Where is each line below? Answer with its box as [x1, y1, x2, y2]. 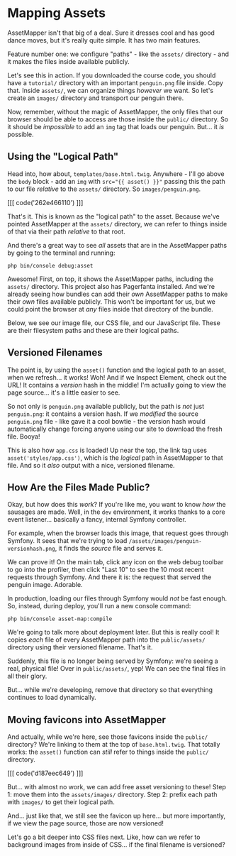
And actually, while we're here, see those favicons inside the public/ [7, 732, 208, 741]
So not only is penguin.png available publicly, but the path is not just [7, 402, 205, 410]
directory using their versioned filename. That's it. [7, 643, 153, 652]
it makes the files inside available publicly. [7, 57, 130, 65]
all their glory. [7, 672, 47, 681]
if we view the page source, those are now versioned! [7, 819, 164, 828]
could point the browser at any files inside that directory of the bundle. [7, 304, 214, 313]
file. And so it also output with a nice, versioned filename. [7, 461, 175, 469]
